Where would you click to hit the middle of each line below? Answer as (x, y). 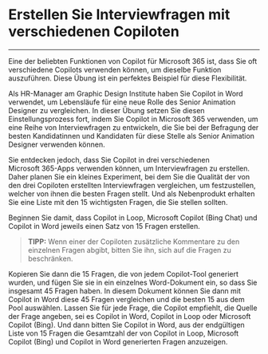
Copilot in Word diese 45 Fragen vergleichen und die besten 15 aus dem (126, 299)
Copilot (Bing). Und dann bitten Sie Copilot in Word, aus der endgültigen (126, 324)
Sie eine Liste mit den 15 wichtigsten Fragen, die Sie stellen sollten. (118, 202)
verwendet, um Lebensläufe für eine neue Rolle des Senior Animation (122, 102)
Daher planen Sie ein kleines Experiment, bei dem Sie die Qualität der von (129, 176)
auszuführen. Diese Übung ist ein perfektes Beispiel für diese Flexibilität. (128, 78)
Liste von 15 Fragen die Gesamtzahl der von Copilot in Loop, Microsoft (124, 333)
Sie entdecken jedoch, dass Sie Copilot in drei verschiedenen (109, 159)
